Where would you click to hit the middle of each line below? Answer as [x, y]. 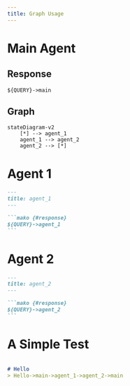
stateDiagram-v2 [31, 128]
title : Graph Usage [36, 14]
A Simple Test [48, 344]
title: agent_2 [29, 284]
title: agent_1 [29, 199]
